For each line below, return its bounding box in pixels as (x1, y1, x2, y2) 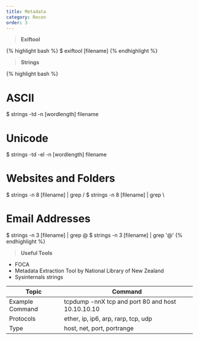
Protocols (9, 315, 36, 323)
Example (9, 297, 34, 306)
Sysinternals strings (14, 274, 63, 281)
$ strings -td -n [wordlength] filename (6, 111, 99, 118)
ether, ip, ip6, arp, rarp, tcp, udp (64, 315, 153, 323)
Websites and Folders (6, 172, 115, 185)
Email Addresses (6, 212, 91, 226)
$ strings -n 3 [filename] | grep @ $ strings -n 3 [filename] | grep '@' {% (6, 232, 183, 239)
